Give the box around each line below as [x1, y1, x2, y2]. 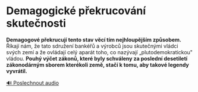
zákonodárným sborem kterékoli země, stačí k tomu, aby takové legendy [6, 61, 189, 68]
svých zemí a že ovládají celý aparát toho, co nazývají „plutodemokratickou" [6, 48, 193, 55]
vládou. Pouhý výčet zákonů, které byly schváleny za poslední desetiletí [6, 55, 188, 62]
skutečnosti [6, 17, 67, 30]
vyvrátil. [6, 67, 28, 74]
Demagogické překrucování [6, 4, 146, 18]
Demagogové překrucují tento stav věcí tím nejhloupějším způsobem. [6, 36, 182, 43]
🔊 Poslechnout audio [6, 79, 59, 86]
